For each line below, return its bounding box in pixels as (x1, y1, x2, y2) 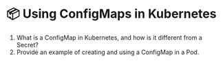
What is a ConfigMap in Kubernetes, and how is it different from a (16, 33, 202, 42)
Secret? (16, 40, 39, 49)
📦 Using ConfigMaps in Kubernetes (6, 6, 217, 22)
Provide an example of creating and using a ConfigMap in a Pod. (16, 48, 200, 56)
